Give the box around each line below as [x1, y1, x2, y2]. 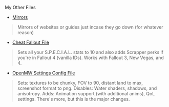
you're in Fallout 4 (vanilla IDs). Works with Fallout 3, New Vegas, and [17, 55, 164, 61]
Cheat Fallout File [12, 39, 49, 45]
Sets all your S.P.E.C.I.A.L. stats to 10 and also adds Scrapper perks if [17, 49, 164, 55]
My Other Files [5, 5, 36, 10]
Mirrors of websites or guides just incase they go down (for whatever [17, 24, 163, 30]
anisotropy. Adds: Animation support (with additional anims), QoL [17, 91, 155, 96]
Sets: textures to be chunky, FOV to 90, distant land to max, [17, 80, 143, 86]
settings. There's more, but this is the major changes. [17, 96, 130, 102]
